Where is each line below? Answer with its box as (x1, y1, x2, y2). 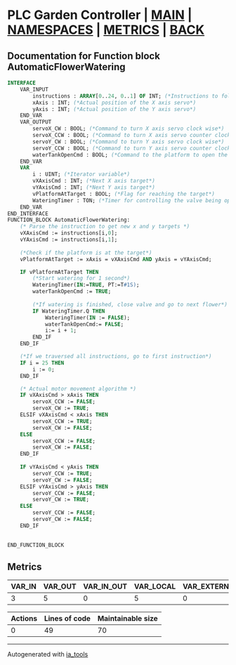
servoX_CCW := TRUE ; (32, 418, 93, 425)
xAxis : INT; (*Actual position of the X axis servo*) (32, 99, 197, 106)
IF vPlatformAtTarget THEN (20, 268, 99, 275)
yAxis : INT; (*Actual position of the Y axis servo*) (32, 105, 197, 112)
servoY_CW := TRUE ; (32, 496, 90, 503)
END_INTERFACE (7, 210, 49, 217)
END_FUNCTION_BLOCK (7, 541, 65, 548)
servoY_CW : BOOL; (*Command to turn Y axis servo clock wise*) (32, 138, 225, 145)
